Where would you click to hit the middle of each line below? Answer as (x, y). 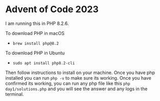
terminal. (15, 94)
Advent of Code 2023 (52, 9)
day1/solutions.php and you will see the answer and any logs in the (76, 89)
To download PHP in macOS (35, 33)
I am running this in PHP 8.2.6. (37, 23)
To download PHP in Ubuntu (35, 53)
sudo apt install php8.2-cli (44, 63)
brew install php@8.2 (36, 43)
